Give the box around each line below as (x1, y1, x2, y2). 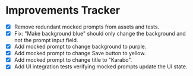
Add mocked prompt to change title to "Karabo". (14, 56, 132, 64)
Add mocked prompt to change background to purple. (14, 43, 147, 50)
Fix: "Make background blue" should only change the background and (14, 30, 186, 37)
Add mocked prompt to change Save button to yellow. (14, 50, 146, 57)
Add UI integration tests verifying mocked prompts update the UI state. (14, 63, 188, 70)
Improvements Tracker (5, 4, 120, 17)
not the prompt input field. (14, 37, 78, 44)
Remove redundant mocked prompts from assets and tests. (14, 23, 160, 30)
